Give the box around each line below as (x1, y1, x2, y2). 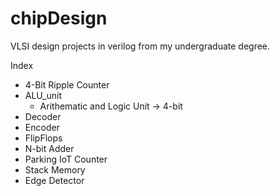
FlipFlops (24, 132, 63, 144)
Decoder (24, 110, 62, 122)
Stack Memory (24, 163, 86, 176)
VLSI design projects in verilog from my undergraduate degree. (10, 40, 271, 52)
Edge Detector (24, 174, 85, 186)
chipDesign (10, 7, 108, 30)
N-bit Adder (24, 142, 75, 154)
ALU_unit (24, 89, 62, 101)
